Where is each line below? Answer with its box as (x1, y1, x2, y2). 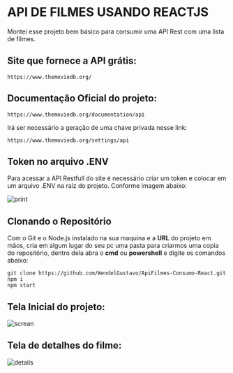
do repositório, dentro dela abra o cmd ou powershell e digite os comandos (7, 249, 225, 257)
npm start (7, 282, 36, 289)
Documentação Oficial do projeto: (7, 92, 157, 105)
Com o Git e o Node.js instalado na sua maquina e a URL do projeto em (7, 234, 211, 242)
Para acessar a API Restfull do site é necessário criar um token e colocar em (7, 174, 227, 182)
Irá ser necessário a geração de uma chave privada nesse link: (7, 123, 188, 131)
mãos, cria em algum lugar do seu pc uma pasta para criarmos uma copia (7, 242, 219, 250)
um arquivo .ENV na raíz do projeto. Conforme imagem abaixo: (7, 182, 187, 190)
